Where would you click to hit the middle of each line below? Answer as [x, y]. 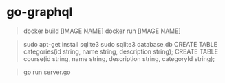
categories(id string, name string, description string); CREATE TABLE [120, 51]
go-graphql [40, 12]
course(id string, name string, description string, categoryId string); [119, 58]
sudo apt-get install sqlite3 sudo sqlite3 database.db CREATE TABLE [120, 44]
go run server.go [47, 72]
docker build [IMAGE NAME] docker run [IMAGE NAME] [102, 31]
